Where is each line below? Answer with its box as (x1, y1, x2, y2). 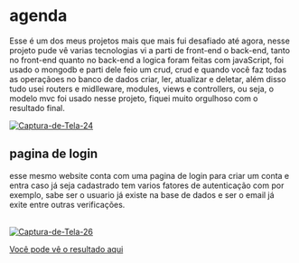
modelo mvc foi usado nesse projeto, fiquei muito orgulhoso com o (9, 92, 259, 104)
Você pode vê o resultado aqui (9, 243, 124, 254)
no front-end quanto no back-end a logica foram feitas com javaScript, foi (9, 54, 285, 65)
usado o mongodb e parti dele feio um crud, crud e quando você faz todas (9, 64, 287, 75)
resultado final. (9, 102, 66, 113)
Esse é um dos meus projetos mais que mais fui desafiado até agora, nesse (9, 35, 291, 46)
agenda (9, 5, 68, 26)
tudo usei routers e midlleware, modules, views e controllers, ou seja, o (9, 83, 274, 94)
